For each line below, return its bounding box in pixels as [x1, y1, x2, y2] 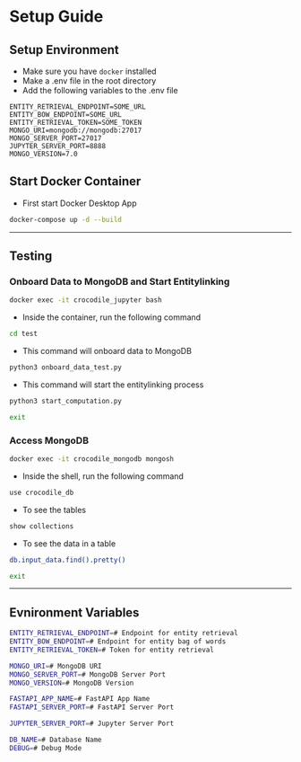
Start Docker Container [9, 173, 142, 190]
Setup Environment [9, 42, 119, 58]
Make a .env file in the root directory [21, 75, 157, 86]
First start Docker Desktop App [21, 198, 137, 208]
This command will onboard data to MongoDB [21, 346, 193, 357]
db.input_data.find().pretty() [9, 555, 126, 564]
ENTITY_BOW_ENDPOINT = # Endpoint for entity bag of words [9, 637, 227, 646]
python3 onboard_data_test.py [9, 363, 123, 372]
